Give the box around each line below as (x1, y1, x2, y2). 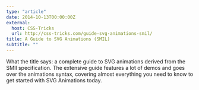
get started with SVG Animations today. (6, 76, 102, 83)
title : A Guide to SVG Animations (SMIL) (6, 36, 110, 42)
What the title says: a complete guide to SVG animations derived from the (6, 57, 186, 65)
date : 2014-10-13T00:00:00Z (6, 14, 76, 20)
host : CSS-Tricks (11, 25, 55, 31)
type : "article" (6, 8, 46, 15)
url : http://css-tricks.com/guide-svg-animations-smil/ (11, 31, 153, 37)
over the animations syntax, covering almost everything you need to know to (6, 70, 194, 78)
